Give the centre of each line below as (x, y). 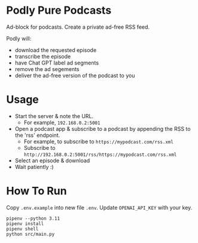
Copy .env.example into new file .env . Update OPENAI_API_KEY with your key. (99, 207)
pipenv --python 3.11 (33, 219)
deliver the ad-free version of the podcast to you (75, 75)
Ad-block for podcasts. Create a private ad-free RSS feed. (78, 27)
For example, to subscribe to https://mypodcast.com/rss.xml (98, 142)
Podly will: (19, 38)
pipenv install (25, 224)
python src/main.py (31, 234)
